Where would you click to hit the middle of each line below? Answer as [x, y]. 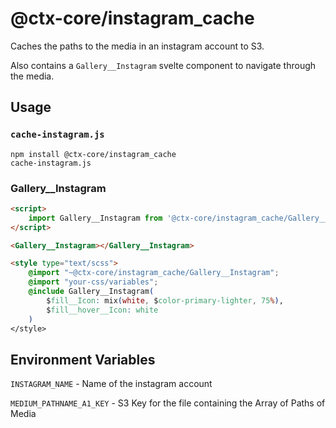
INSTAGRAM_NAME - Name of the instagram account [111, 384]
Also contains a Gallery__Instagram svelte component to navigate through [163, 65]
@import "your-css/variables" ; [93, 282]
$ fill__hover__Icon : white [102, 310]
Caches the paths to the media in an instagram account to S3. [137, 46]
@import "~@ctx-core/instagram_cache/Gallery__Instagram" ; [154, 273]
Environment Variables [83, 359]
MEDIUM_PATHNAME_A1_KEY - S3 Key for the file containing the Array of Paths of [168, 403]
